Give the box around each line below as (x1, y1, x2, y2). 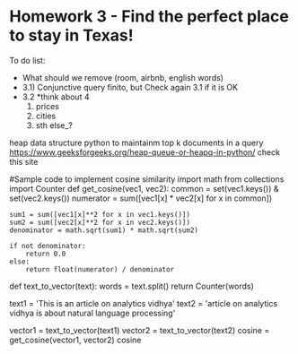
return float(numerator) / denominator (25, 264, 175, 274)
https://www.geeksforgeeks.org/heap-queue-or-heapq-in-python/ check (9, 146, 281, 158)
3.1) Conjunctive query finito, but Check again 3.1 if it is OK (22, 82, 239, 92)
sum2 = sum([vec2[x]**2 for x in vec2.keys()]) (9, 218, 191, 227)
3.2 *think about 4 (22, 91, 90, 102)
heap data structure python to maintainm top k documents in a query (9, 137, 264, 148)
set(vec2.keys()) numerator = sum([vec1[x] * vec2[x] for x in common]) (9, 193, 272, 203)
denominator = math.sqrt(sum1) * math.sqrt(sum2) (9, 226, 199, 235)
